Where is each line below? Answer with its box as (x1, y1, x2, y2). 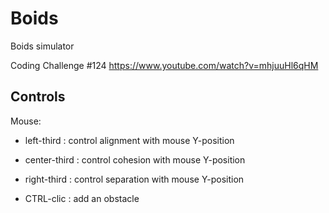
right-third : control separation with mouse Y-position (24, 173, 245, 185)
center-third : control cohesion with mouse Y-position (24, 153, 246, 166)
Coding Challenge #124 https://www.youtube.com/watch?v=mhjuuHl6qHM (10, 59, 319, 71)
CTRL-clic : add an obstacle (24, 192, 140, 204)
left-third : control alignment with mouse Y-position (24, 134, 235, 146)
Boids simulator (10, 40, 75, 52)
